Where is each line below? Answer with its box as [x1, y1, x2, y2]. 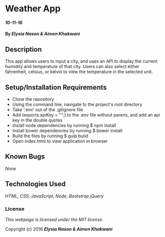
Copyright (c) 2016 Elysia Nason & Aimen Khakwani [5, 226, 113, 232]
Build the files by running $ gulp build [12, 133, 89, 139]
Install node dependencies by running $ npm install [12, 122, 117, 128]
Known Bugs [5, 153, 45, 161]
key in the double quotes [12, 117, 63, 123]
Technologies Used [5, 180, 66, 188]
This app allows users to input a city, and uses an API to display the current [5, 58, 158, 64]
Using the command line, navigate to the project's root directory [12, 102, 142, 107]
